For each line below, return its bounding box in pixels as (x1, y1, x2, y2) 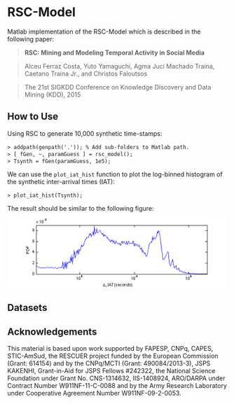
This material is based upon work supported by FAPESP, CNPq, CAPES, (7, 344, 214, 353)
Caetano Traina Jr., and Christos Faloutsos (24, 69, 148, 78)
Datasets (7, 302, 48, 314)
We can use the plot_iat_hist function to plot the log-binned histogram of (7, 169, 223, 179)
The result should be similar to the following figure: (7, 204, 154, 212)
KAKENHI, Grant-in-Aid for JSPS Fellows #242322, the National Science (7, 367, 216, 375)
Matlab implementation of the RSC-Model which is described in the (7, 27, 201, 36)
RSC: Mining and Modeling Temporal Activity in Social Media (24, 48, 205, 57)
